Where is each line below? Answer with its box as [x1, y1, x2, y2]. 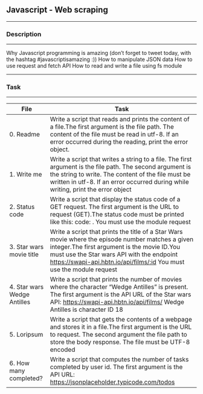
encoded [50, 346, 76, 354]
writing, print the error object [50, 186, 132, 194]
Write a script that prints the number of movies [50, 275, 182, 283]
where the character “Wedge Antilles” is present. [50, 283, 188, 291]
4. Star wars [9, 283, 44, 291]
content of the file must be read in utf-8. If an [50, 130, 179, 138]
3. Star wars [9, 243, 44, 251]
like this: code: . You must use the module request [50, 218, 192, 226]
